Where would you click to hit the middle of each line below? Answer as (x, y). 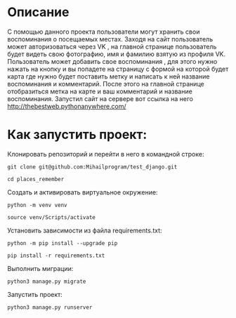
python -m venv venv (38, 205)
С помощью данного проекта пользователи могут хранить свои (104, 32)
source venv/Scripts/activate (52, 217)
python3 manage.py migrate (47, 281)
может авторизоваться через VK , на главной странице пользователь (112, 46)
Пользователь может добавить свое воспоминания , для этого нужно (112, 61)
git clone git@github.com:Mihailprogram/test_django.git (92, 167)
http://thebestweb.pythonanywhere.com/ (67, 106)
